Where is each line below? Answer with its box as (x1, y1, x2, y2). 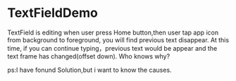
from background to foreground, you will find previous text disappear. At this (7, 35, 230, 44)
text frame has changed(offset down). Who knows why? (7, 51, 170, 61)
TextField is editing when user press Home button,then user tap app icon (7, 28, 219, 37)
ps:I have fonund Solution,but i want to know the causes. (7, 66, 172, 74)
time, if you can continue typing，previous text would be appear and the (7, 44, 218, 52)
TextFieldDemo (7, 5, 99, 21)
